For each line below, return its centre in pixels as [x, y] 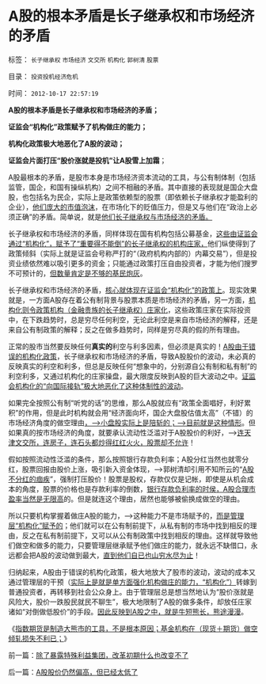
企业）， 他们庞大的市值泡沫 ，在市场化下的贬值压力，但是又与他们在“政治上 [129, 207]
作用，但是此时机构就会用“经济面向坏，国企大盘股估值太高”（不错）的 [139, 412]
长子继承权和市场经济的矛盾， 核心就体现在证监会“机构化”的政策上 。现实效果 [133, 290]
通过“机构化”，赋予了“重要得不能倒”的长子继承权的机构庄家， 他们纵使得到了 [132, 243]
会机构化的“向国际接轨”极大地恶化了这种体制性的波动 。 [98, 386]
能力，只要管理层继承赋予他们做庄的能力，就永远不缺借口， [154, 545]
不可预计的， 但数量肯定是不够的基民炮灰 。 [78, 273]
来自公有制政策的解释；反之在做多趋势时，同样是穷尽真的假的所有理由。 [126, 329]
